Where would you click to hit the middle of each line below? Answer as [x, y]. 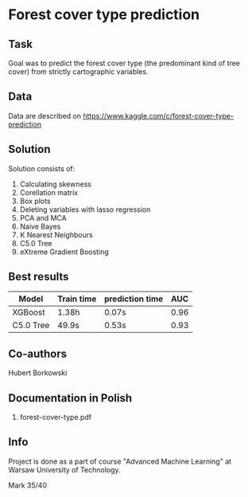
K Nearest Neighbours [56, 235]
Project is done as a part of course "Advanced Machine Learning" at [120, 461]
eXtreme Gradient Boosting [64, 252]
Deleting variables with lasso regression [85, 209]
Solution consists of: [42, 168]
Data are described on [45, 115]
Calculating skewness [55, 184]
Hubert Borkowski [38, 373]
